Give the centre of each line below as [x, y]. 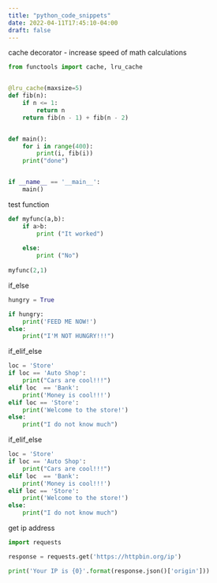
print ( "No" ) [58, 256]
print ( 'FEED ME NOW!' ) [60, 322]
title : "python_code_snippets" [60, 15]
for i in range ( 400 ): [58, 146]
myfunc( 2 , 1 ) [28, 270]
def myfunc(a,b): [37, 219]
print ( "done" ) [45, 161]
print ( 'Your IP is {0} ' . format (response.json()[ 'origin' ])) [109, 571]
